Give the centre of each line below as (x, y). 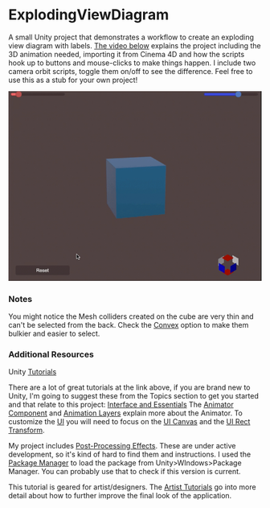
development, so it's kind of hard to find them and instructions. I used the (130, 454)
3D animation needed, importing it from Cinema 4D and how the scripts (127, 54)
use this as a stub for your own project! (73, 80)
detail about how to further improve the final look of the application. (120, 496)
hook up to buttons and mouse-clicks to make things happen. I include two (132, 63)
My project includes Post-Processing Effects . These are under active (122, 446)
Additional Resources (51, 354)
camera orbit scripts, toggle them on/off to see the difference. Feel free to (131, 71)
